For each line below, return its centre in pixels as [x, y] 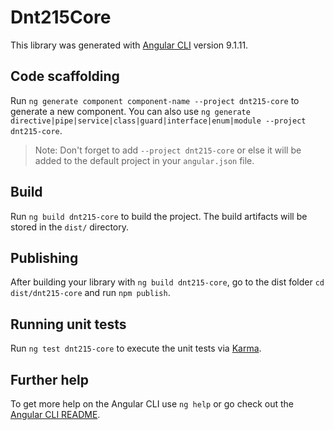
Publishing [44, 257]
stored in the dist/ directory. [70, 227]
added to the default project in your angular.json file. [144, 160]
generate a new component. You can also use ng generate [130, 111]
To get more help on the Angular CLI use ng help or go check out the [152, 404]
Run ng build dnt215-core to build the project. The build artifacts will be [159, 216]
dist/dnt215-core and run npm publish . [90, 293]
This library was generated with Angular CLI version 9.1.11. [129, 45]
